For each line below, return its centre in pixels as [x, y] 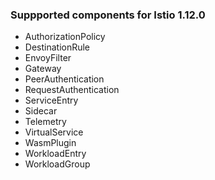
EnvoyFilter [48, 58]
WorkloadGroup [57, 164]
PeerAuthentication [64, 79]
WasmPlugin [50, 143]
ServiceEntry [51, 100]
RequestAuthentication [72, 90]
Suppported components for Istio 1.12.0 [108, 15]
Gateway [43, 69]
